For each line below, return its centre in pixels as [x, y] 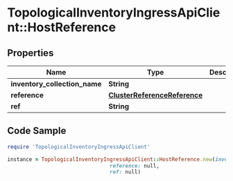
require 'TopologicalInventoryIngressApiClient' [79, 146]
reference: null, [135, 166]
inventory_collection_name [56, 84]
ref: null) [125, 172]
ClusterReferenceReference [156, 95]
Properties [31, 53]
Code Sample [37, 131]
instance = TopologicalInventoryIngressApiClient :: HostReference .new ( [111, 159]
